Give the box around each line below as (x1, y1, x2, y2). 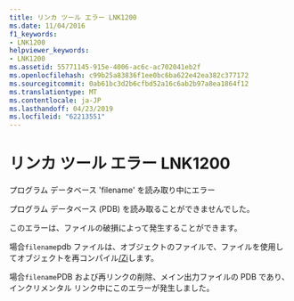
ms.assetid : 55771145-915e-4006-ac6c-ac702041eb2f (9, 63, 201, 72)
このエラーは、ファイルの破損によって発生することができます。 (9, 223, 242, 233)
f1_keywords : (9, 29, 58, 38)
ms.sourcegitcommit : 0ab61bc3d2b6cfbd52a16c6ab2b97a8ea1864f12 (9, 79, 249, 88)
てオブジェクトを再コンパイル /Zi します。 (9, 253, 159, 264)
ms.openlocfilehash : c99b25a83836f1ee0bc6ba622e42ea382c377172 (9, 71, 249, 80)
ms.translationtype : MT (9, 87, 98, 96)
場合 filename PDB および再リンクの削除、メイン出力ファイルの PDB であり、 (9, 272, 290, 282)
